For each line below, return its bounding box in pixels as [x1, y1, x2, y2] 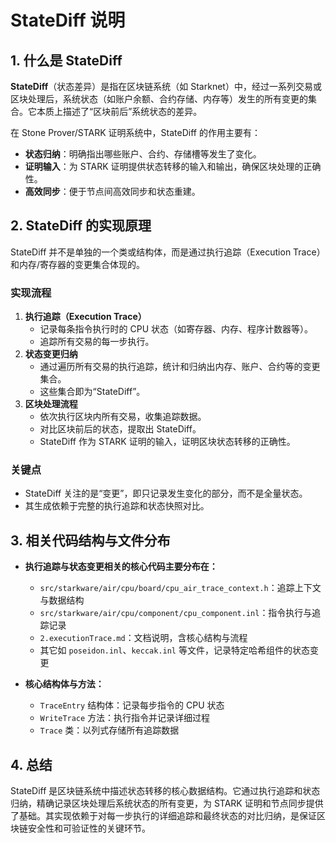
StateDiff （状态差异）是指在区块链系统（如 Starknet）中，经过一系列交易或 [10, 81, 322, 92]
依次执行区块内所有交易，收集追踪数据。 [39, 411, 207, 423]
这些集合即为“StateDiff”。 [39, 386, 146, 398]
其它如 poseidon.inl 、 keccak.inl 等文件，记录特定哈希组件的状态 [39, 644, 310, 656]
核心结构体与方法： [24, 678, 105, 690]
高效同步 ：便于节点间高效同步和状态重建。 [24, 186, 201, 197]
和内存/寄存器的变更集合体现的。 [10, 258, 146, 270]
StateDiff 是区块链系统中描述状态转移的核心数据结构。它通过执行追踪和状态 [10, 785, 321, 797]
